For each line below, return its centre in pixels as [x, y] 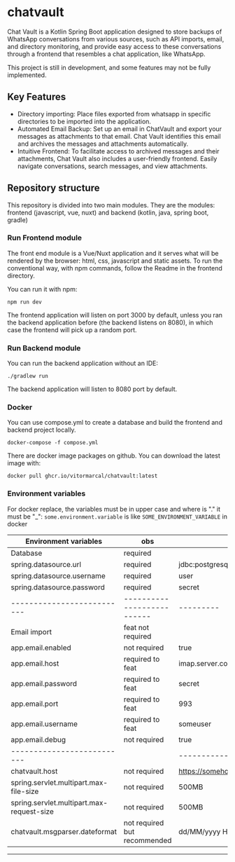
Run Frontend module [45, 238]
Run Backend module [44, 348]
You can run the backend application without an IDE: [83, 363]
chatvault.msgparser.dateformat [64, 831]
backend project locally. [42, 430]
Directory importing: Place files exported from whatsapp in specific [114, 114]
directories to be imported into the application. [84, 121]
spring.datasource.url [46, 564]
